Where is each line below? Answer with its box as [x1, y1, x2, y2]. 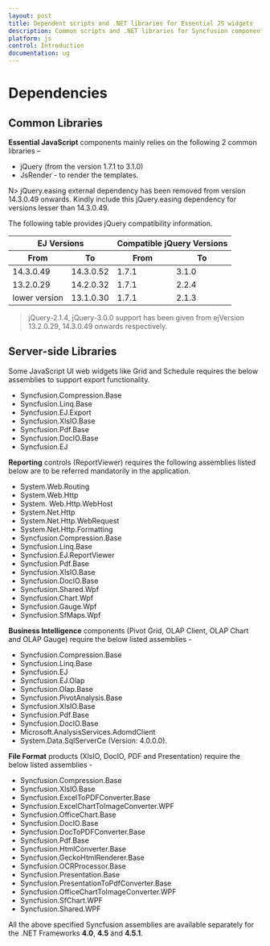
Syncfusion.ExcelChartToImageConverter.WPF [19, 801, 175, 811]
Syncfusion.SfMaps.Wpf [19, 610, 101, 619]
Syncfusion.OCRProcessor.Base [19, 861, 126, 871]
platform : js [8, 34, 52, 43]
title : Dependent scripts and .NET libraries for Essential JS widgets [8, 19, 253, 27]
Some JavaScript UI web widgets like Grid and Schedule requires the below [8, 366, 259, 376]
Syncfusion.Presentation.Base [19, 869, 121, 879]
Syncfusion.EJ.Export [19, 407, 92, 417]
